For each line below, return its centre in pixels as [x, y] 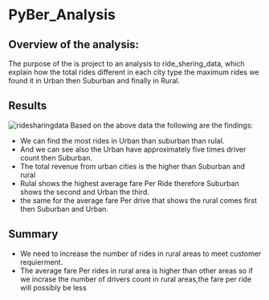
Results [28, 106]
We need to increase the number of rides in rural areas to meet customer [141, 253]
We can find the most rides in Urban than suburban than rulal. [122, 140]
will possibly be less [53, 287]
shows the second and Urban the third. [85, 192]
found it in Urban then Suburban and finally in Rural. [94, 81]
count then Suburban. [56, 157]
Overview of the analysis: [73, 45]
